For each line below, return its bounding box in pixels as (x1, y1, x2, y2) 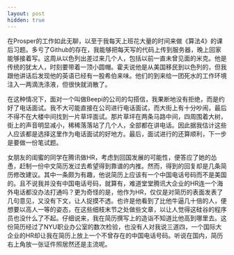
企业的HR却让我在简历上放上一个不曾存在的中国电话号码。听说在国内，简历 (7, 231, 224, 240)
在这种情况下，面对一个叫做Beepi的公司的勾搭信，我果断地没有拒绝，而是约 (7, 94, 225, 103)
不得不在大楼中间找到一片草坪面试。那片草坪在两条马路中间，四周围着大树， (7, 112, 227, 120)
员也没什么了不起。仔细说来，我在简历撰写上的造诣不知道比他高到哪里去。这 (7, 213, 227, 222)
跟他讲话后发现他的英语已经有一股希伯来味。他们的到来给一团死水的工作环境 (7, 71, 227, 80)
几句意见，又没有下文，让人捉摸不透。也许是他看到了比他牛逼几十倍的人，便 (7, 196, 227, 205)
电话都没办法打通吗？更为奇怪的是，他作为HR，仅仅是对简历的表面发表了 (13, 188, 224, 196)
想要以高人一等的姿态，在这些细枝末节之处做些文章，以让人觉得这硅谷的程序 (7, 205, 227, 213)
